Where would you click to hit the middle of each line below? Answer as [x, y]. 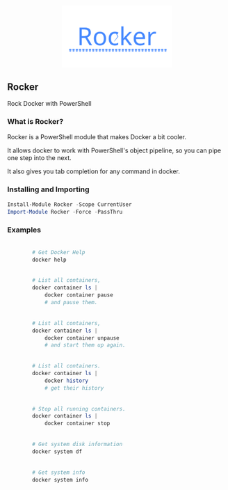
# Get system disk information [78, 444]
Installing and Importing [48, 189]
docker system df [57, 451]
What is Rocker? [35, 122]
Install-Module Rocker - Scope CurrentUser [70, 204]
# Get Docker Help [59, 252]
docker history [66, 381]
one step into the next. [39, 157]
